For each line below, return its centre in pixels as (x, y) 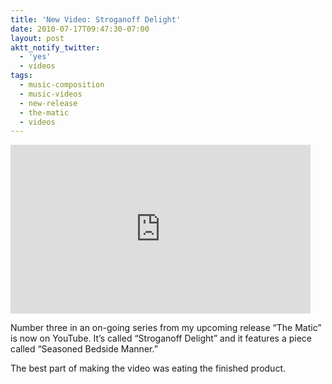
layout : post (37, 38)
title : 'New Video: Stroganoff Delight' (96, 19)
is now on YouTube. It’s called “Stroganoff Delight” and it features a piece (161, 338)
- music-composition (62, 85)
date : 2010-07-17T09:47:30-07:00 (80, 29)
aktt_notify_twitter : (55, 47)
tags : (21, 76)
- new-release (48, 103)
